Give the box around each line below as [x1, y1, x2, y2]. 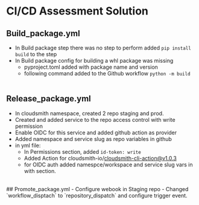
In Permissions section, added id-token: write [24, 148, 142, 155]
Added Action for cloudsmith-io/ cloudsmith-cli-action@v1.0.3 [24, 154, 177, 162]
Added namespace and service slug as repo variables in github [14, 135, 172, 142]
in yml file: [14, 142, 41, 149]
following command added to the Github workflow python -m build [24, 70, 191, 77]
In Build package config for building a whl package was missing [14, 57, 174, 64]
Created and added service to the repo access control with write [14, 116, 176, 123]
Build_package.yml [6, 28, 80, 39]
